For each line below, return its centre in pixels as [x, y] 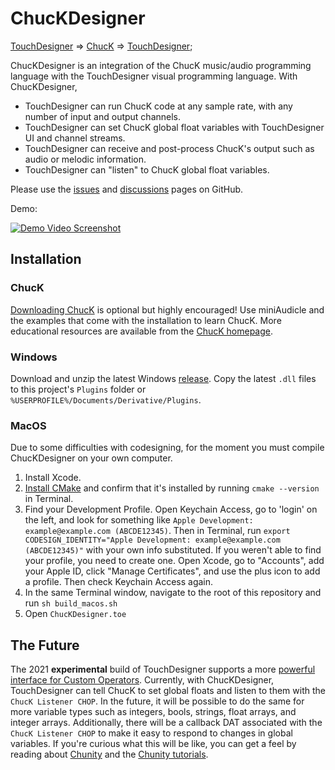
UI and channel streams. [75, 138]
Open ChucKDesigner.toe [75, 614]
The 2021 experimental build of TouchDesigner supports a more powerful [163, 669]
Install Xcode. [53, 478]
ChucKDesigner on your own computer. [91, 458]
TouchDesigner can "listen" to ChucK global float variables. [147, 169]
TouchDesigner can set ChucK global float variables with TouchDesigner [174, 127]
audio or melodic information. [85, 159]
